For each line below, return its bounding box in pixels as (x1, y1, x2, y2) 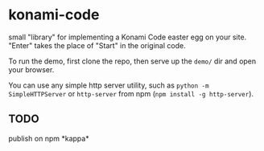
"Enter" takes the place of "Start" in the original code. (8, 40, 187, 50)
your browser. (8, 64, 55, 74)
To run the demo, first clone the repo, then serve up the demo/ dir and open (8, 56, 257, 66)
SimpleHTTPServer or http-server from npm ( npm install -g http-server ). (8, 88, 254, 98)
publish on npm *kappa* (8, 133, 90, 143)
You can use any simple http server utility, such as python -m (8, 80, 209, 90)
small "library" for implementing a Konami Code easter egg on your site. (8, 32, 247, 42)
